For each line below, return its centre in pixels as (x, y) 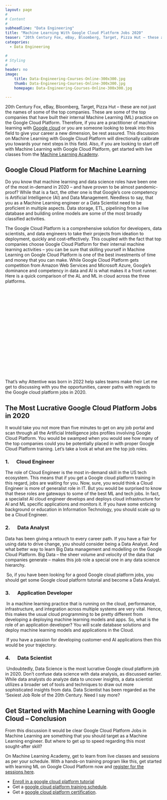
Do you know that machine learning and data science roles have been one (81, 182)
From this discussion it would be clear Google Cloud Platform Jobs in (76, 731)
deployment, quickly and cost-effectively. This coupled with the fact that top (83, 239)
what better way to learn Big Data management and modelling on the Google (83, 549)
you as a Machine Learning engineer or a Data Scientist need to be (74, 203)
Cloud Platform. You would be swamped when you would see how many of (82, 438)
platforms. (16, 281)
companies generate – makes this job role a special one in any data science (83, 560)
